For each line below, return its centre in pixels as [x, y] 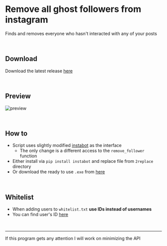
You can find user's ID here [40, 215]
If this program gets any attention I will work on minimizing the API [73, 239]
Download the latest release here [39, 71]
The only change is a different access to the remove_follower [82, 151]
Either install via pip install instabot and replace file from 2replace [83, 161]
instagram [27, 20]
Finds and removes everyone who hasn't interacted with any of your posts [81, 33]
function [28, 156]
